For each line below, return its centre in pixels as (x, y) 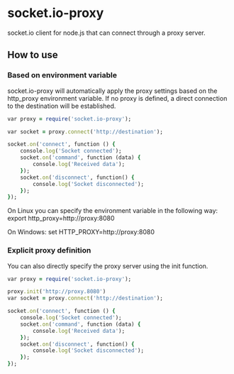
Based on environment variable (62, 75)
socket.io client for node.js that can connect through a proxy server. (106, 33)
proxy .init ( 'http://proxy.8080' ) (57, 292)
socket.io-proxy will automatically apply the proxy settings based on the (112, 91)
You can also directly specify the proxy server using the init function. (108, 266)
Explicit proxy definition (49, 251)
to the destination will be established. (62, 106)
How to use (33, 55)
